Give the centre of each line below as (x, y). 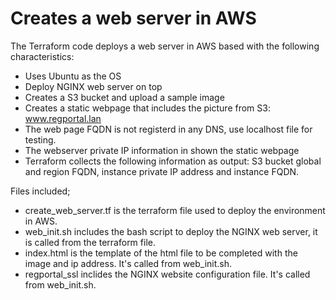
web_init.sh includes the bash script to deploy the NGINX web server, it (171, 231)
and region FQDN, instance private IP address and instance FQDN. (162, 171)
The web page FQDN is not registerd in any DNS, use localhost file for (168, 129)
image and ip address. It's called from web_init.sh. (128, 263)
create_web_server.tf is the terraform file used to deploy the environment (175, 210)
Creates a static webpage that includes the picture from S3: (147, 108)
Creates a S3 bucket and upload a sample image (124, 97)
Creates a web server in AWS (133, 18)
